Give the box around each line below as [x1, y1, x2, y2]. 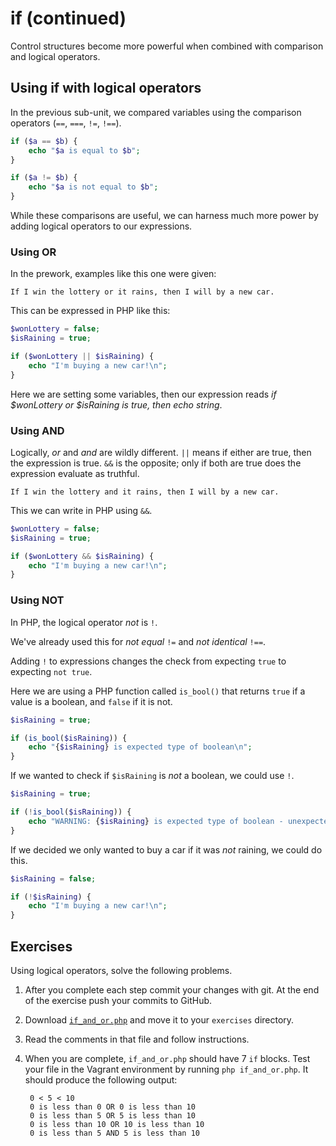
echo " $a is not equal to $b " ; [28, 182, 159, 192]
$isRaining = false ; [10, 873, 97, 884]
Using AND [10, 423, 65, 437]
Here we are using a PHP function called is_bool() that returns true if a [10, 685, 306, 697]
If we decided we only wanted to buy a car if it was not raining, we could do [10, 843, 323, 856]
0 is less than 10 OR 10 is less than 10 [29, 1119, 205, 1129]
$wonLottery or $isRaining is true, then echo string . [10, 398, 223, 411]
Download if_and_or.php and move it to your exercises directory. [24, 1013, 295, 1026]
